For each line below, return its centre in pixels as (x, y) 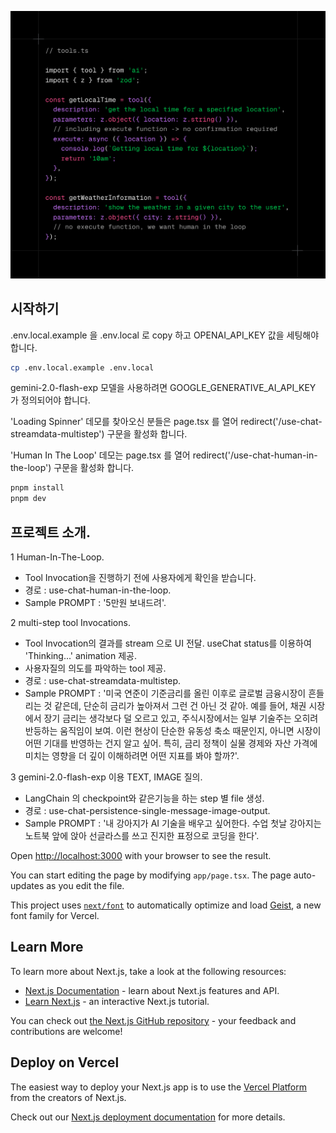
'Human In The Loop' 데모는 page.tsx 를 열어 (100, 455)
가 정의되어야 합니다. (50, 400)
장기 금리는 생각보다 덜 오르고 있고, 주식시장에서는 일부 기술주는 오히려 (181, 718)
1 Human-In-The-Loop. (57, 557)
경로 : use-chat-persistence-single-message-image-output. (147, 810)
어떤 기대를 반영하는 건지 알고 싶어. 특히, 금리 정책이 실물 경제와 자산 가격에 (171, 743)
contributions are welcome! (66, 1031)
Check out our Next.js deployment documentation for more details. (148, 1117)
